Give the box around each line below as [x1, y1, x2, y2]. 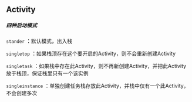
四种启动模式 [6, 22, 37, 29]
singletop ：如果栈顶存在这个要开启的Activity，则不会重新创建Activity [6, 50, 176, 57]
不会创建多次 [6, 90, 37, 97]
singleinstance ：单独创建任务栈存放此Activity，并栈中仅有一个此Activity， [6, 82, 189, 90]
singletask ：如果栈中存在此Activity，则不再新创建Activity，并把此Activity [6, 63, 187, 70]
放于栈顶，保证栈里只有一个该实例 [6, 70, 89, 77]
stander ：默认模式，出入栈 [6, 38, 73, 45]
